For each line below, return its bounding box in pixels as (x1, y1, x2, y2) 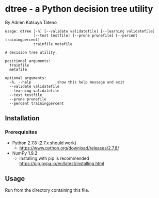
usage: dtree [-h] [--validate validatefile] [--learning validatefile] (5, 29, 155, 33)
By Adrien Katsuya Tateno (5, 19, 57, 25)
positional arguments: (5, 58, 51, 64)
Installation (5, 114, 40, 122)
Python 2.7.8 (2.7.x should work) (12, 140, 77, 146)
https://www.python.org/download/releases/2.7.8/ (19, 145, 120, 151)
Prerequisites (5, 129, 37, 135)
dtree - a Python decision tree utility (5, 3, 154, 15)
